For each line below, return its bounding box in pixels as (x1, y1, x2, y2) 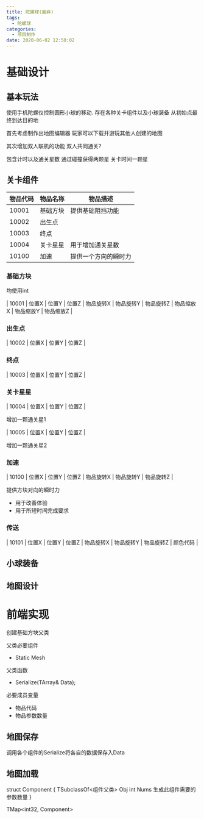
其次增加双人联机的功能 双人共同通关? (6, 143, 102, 149)
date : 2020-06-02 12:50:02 (6, 37, 75, 43)
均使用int (6, 287, 29, 295)
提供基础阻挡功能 (70, 206, 120, 215)
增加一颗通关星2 (6, 442, 47, 449)
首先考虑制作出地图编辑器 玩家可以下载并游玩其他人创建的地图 (6, 129, 163, 137)
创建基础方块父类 (6, 629, 49, 636)
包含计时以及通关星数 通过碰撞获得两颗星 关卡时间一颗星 (6, 156, 148, 162)
